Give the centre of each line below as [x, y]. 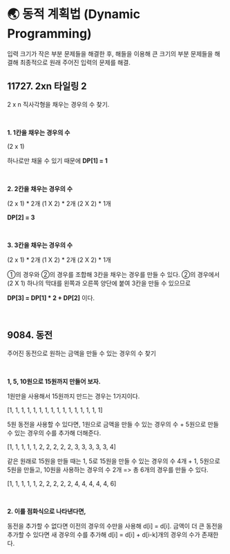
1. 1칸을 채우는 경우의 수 [39, 132]
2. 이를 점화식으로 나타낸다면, [47, 511]
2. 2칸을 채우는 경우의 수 [40, 188]
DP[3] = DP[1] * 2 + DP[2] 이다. [51, 298]
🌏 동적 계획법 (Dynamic [74, 14]
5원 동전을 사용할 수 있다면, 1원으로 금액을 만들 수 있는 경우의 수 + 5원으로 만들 [113, 424]
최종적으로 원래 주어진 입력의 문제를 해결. [75, 62]
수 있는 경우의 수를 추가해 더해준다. [54, 433]
